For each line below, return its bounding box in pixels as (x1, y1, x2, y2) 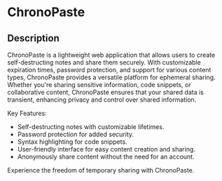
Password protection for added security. (17, 130, 134, 138)
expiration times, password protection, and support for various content (7, 66, 211, 74)
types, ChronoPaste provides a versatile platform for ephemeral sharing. (7, 73, 216, 81)
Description (7, 32, 60, 44)
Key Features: (7, 109, 47, 117)
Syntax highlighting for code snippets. (17, 138, 127, 146)
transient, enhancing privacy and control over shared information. (7, 95, 197, 104)
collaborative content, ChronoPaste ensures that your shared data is (7, 88, 204, 96)
